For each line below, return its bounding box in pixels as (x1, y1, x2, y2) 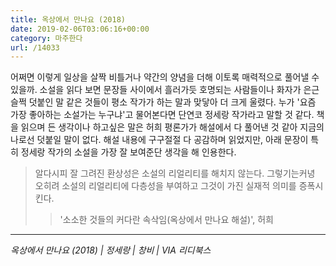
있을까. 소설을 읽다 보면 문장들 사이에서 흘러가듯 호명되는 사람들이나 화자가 (10, 84, 302, 96)
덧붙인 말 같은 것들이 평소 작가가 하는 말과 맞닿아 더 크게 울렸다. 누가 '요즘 (28, 96, 317, 108)
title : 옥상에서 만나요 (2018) (10, 14, 126, 25)
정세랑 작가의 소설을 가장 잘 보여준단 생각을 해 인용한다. (20, 146, 237, 158)
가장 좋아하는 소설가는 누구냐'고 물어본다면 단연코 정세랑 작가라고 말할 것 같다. (10, 109, 315, 121)
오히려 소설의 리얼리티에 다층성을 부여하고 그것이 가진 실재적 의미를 (34, 180, 297, 192)
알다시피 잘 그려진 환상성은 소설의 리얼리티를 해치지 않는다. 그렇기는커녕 (34, 167, 316, 180)
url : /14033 (10, 42, 60, 53)
